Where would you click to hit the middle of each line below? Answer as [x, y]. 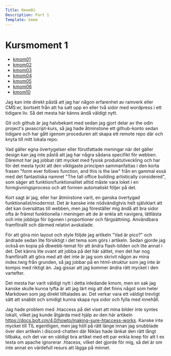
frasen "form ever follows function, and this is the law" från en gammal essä [86, 171]
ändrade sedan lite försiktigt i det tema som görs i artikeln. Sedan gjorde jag [85, 240]
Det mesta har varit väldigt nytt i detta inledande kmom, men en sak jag [81, 283]
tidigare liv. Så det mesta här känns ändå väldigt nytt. [61, 113]
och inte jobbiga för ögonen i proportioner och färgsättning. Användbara [82, 220]
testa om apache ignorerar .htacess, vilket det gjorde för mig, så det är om [84, 342]
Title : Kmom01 [21, 10]
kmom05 [22, 81]
